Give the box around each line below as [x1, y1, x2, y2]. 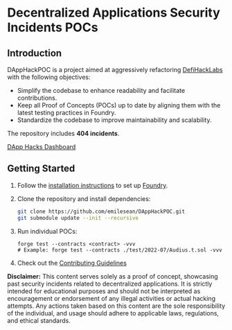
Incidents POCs [7, 19, 98, 35]
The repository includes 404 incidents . [7, 130, 120, 137]
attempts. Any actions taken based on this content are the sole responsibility [7, 302, 226, 310]
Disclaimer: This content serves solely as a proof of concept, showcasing [7, 272, 218, 280]
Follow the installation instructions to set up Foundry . [17, 181, 168, 189]
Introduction [7, 47, 62, 59]
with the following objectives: [7, 73, 91, 81]
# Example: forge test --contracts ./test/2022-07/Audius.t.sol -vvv [17, 246, 223, 254]
